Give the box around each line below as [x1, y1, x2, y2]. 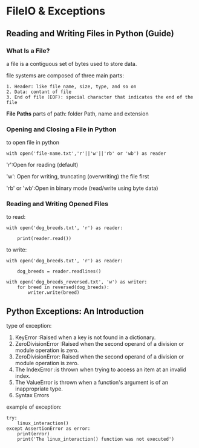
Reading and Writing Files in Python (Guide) [6, 28, 174, 39]
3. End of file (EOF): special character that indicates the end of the [6, 94, 194, 100]
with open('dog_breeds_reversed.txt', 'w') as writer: [6, 279, 148, 285]
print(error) [17, 431, 50, 437]
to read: [6, 213, 26, 221]
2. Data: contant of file [6, 89, 71, 95]
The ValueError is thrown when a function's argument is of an [15, 379, 168, 386]
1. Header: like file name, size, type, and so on [6, 83, 137, 89]
